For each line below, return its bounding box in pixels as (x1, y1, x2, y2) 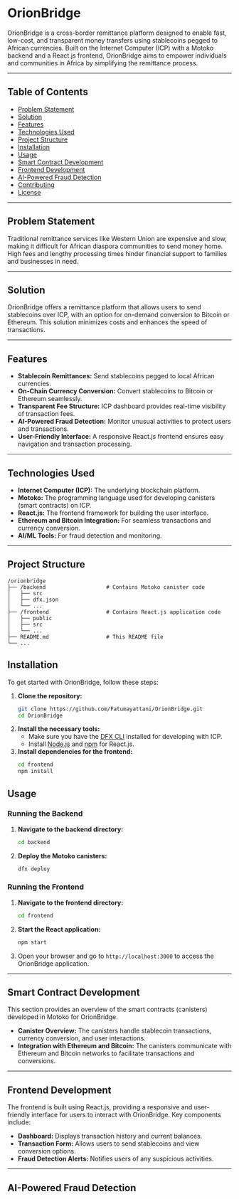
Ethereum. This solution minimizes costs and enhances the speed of (7, 318, 208, 326)
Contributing (17, 180, 55, 189)
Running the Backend (7, 809, 83, 819)
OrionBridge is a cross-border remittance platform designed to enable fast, (7, 28, 227, 37)
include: (7, 1118, 31, 1126)
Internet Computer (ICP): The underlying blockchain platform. (17, 486, 201, 494)
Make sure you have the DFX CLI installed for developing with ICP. (28, 732, 223, 741)
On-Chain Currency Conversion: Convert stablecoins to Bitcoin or (17, 387, 213, 395)
